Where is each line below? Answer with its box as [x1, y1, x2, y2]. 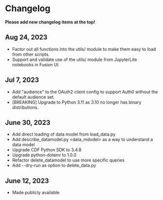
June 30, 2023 [5, 118, 51, 127]
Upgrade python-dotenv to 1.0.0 [12, 152, 77, 158]
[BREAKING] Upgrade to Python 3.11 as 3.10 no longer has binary [12, 99, 142, 105]
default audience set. [12, 94, 55, 100]
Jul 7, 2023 [5, 76, 39, 84]
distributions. [12, 104, 39, 110]
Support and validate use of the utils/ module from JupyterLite [12, 57, 137, 62]
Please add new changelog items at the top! [5, 19, 95, 25]
